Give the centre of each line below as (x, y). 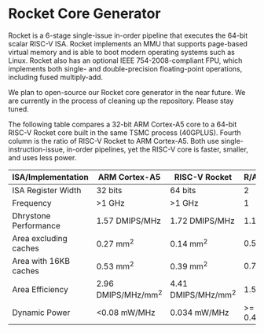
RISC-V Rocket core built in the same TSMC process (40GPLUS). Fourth (125, 132)
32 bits (109, 190)
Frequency (32, 203)
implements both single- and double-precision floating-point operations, (125, 68)
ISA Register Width (47, 190)
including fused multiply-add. (56, 77)
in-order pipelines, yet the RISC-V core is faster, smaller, (158, 149)
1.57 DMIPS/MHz (128, 221)
